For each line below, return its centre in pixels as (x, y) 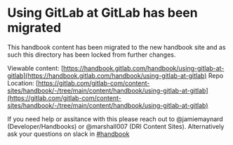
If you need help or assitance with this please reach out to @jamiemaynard (115, 119)
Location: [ (23, 83)
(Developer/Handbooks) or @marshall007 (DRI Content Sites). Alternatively (116, 126)
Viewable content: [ (35, 68)
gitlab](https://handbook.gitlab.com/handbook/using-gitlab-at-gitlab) (107, 76)
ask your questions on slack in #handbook (68, 134)
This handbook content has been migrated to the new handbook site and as (116, 47)
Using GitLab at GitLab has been (102, 13)
